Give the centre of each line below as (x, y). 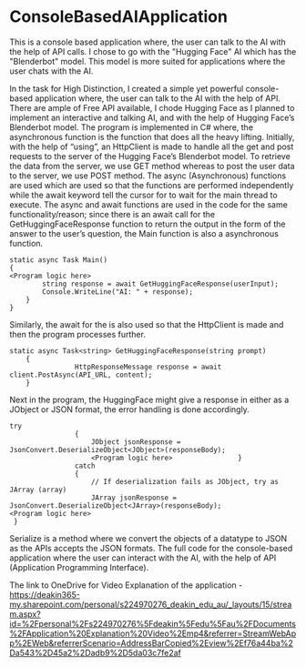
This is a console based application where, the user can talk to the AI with (148, 42)
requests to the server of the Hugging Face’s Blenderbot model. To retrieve (150, 156)
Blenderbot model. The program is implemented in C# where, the (131, 127)
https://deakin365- (45, 594)
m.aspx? (25, 614)
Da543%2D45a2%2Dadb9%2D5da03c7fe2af (96, 652)
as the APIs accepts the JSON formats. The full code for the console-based (151, 548)
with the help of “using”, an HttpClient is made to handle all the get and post (152, 147)
